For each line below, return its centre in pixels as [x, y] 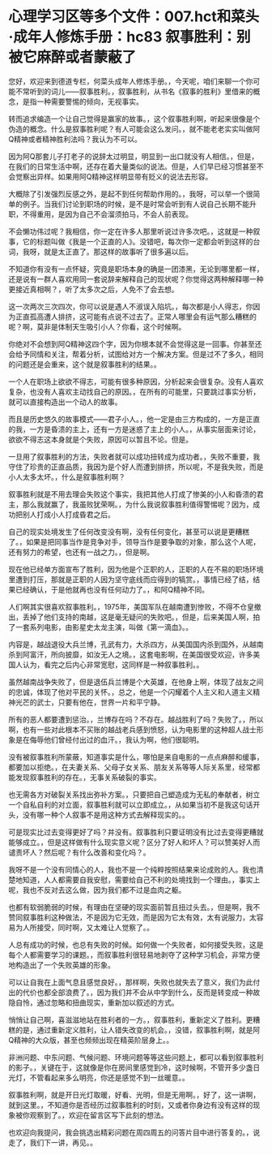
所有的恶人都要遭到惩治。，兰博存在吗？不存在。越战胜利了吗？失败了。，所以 [136, 719]
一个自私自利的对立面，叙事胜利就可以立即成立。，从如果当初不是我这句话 [131, 804]
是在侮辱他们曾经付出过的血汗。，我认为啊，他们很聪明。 [109, 739]
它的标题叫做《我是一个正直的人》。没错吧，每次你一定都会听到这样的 [138, 241]
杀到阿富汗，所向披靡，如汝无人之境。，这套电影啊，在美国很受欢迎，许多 [131, 654]
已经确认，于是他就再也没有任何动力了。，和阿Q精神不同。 [112, 589]
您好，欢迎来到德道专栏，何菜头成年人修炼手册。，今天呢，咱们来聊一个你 [131, 81]
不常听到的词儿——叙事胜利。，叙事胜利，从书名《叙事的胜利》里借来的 [134, 91]
